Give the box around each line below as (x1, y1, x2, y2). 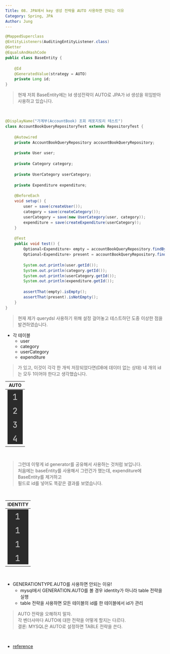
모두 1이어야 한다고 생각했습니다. (23, 371, 88, 377)
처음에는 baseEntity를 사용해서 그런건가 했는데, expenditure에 (17, 467, 142, 473)
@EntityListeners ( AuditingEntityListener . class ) (5, 39, 110, 45)
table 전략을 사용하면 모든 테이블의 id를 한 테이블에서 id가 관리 (20, 600, 143, 606)
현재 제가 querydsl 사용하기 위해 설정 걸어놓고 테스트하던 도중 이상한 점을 (17, 315, 163, 321)
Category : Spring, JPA (5, 13, 53, 19)
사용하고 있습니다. (17, 98, 53, 104)
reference (12, 643, 33, 649)
